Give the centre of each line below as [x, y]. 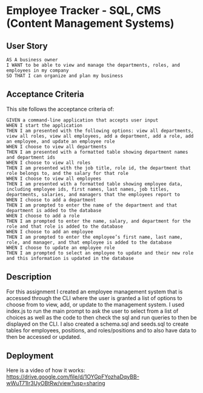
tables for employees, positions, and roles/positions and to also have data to [101, 330]
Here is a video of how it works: [46, 371]
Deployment [30, 356]
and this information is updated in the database [70, 258]
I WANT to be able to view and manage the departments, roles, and [93, 65]
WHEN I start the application [45, 125]
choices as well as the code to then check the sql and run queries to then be [101, 317]
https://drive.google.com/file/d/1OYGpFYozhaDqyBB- [73, 377]
